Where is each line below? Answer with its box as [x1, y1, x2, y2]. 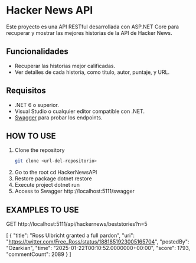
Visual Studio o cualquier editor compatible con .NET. [14, 108, 145, 115]
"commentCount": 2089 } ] [6, 251, 72, 258]
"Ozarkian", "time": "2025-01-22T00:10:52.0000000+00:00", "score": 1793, [6, 245, 191, 252]
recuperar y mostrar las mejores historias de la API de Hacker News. [6, 29, 172, 36]
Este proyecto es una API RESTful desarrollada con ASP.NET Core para [6, 23, 179, 30]
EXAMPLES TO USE [6, 204, 79, 215]
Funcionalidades [6, 47, 69, 57]
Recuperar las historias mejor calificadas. [14, 62, 116, 69]
